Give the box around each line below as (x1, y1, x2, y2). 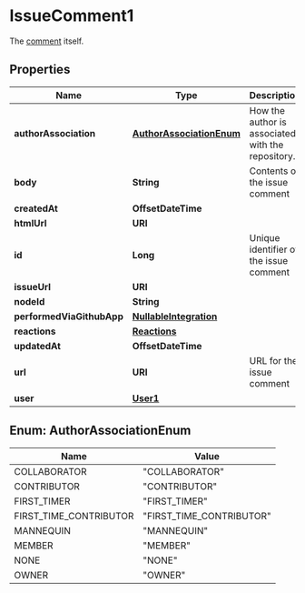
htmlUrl (14, 216, 47, 229)
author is (249, 116, 288, 128)
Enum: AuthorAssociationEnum (9, 423, 192, 438)
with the (249, 138, 284, 151)
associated (249, 126, 297, 139)
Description (249, 88, 301, 101)
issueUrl (14, 280, 52, 293)
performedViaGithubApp (14, 310, 124, 323)
